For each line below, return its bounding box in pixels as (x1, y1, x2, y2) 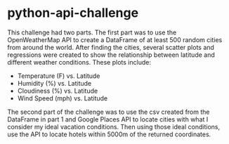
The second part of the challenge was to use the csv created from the (7, 107, 210, 116)
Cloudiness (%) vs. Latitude (17, 86, 98, 95)
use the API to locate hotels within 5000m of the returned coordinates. (7, 130, 211, 138)
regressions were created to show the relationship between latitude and (7, 51, 216, 59)
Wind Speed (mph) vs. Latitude (17, 93, 107, 103)
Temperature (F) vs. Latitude (17, 72, 100, 80)
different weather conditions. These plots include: (7, 58, 151, 66)
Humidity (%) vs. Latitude (17, 79, 92, 87)
